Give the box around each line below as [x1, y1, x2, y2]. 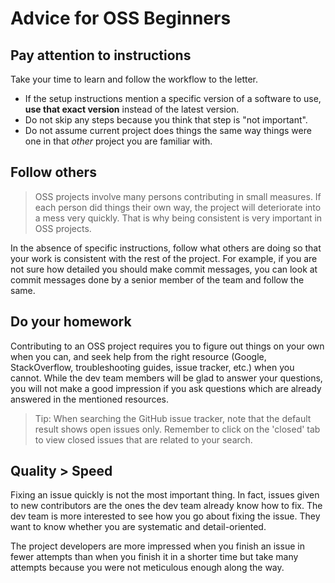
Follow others [10, 164, 97, 181]
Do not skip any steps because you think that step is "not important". [24, 114, 308, 126]
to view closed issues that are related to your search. [34, 433, 253, 446]
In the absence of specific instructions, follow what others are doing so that [10, 242, 322, 254]
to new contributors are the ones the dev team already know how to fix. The [10, 500, 323, 512]
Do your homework [10, 313, 132, 331]
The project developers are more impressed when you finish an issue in [10, 540, 305, 552]
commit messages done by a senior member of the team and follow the [10, 273, 305, 286]
